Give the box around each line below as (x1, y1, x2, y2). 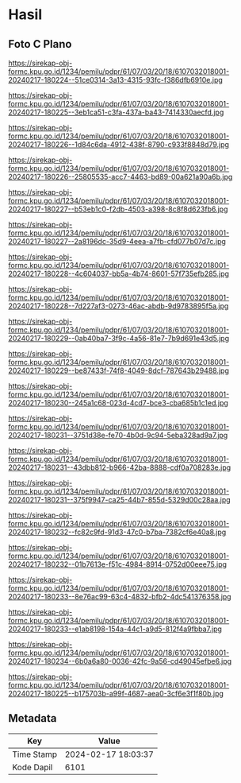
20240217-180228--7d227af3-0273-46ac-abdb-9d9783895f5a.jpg (8, 301, 229, 311)
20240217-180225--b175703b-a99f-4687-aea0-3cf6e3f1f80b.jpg (8, 689, 224, 698)
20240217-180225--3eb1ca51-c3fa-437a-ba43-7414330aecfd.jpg (8, 107, 224, 117)
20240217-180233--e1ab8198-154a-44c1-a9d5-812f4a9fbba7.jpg (8, 624, 222, 634)
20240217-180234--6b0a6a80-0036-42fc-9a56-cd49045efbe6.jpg (8, 657, 232, 665)
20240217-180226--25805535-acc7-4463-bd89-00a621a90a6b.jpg (8, 172, 233, 181)
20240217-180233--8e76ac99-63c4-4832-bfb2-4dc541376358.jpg (8, 592, 231, 601)
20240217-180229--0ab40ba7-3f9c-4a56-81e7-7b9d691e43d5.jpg (8, 334, 230, 343)
